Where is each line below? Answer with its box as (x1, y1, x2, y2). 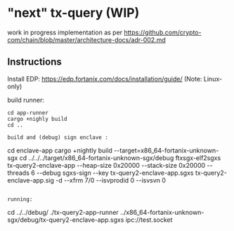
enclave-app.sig (7, 176, 55, 184)
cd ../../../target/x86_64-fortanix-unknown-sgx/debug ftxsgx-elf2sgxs (19, 153, 221, 162)
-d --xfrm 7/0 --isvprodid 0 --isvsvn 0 (56, 176, 167, 184)
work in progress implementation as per (7, 28, 123, 37)
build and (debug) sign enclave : (7, 133, 109, 141)
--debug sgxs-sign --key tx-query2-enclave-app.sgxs (36, 169, 194, 177)
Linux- (203, 74, 223, 83)
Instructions (7, 56, 62, 68)
